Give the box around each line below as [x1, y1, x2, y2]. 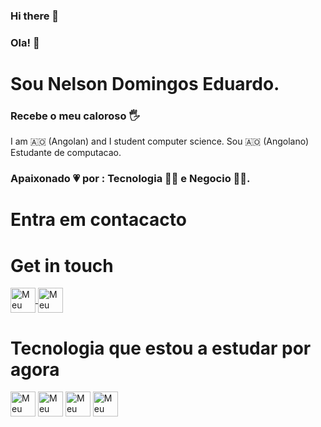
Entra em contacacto [10, 209, 187, 231]
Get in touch [10, 254, 114, 277]
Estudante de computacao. [10, 147, 122, 159]
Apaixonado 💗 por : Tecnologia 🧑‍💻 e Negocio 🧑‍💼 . [10, 172, 251, 186]
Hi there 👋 [10, 9, 60, 23]
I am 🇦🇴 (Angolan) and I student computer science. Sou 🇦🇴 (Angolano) [10, 135, 310, 148]
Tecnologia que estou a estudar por [10, 337, 312, 359]
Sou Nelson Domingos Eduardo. [10, 73, 280, 96]
